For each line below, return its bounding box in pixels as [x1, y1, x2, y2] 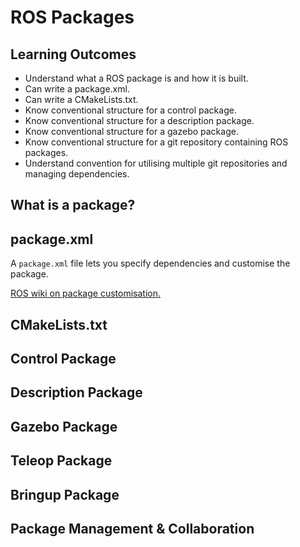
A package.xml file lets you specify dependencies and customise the [10, 257, 291, 270]
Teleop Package [10, 452, 113, 470]
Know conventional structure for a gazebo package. [24, 126, 239, 137]
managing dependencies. [24, 168, 130, 180]
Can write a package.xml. [24, 83, 130, 95]
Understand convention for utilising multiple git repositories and [24, 157, 288, 169]
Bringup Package [10, 486, 120, 503]
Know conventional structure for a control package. [24, 104, 237, 116]
